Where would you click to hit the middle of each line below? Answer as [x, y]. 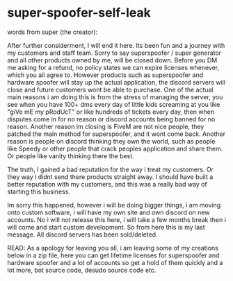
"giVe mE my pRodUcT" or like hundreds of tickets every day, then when [111, 112]
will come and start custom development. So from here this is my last [106, 227]
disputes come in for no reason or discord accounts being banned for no [111, 119]
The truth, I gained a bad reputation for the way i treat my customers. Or [111, 169]
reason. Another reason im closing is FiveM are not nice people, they [106, 126]
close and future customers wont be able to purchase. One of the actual [110, 90]
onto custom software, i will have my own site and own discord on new [109, 212]
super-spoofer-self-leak [79, 13]
